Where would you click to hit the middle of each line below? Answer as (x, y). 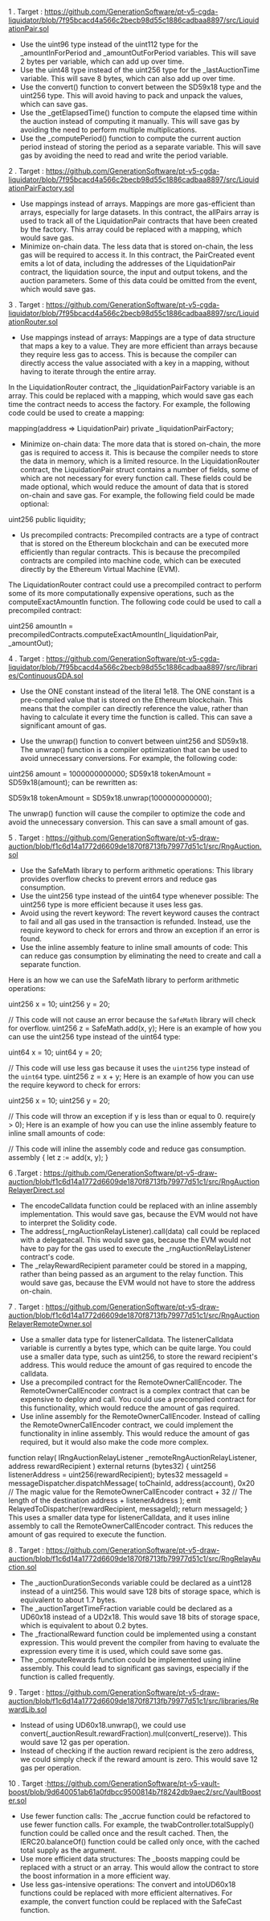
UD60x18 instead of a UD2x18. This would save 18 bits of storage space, (140, 1617)
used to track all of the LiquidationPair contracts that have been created (139, 221)
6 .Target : (25, 1173)
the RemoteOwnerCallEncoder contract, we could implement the (127, 1425)
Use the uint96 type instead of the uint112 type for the (109, 44)
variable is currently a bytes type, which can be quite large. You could (135, 1348)
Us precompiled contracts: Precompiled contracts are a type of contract (139, 535)
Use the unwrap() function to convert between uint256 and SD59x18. (134, 741)
